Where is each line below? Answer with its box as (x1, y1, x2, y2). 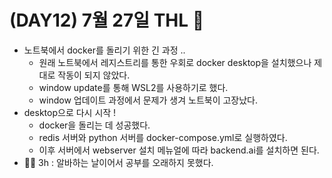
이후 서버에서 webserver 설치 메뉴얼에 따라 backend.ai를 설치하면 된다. (38, 144, 320, 156)
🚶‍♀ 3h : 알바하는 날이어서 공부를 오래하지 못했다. (23, 156, 214, 168)
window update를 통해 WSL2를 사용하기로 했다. (38, 81, 229, 93)
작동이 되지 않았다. (57, 69, 131, 81)
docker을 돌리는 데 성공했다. (38, 119, 151, 131)
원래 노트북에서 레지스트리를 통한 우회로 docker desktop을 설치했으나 (38, 56, 312, 68)
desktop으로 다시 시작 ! (23, 106, 117, 118)
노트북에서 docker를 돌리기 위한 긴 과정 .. (23, 44, 186, 56)
